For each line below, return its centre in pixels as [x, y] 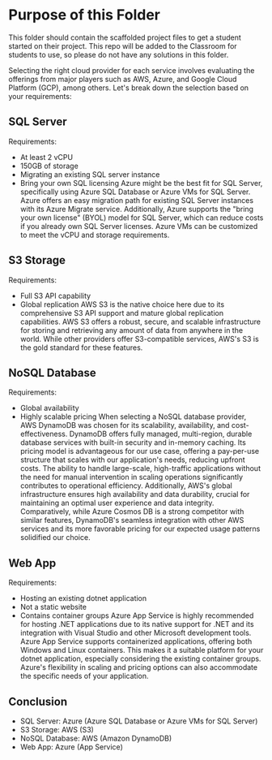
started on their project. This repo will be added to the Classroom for [123, 45]
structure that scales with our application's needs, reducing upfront [132, 460]
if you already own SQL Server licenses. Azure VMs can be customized [139, 226]
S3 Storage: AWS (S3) [57, 730]
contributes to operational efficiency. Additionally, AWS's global [126, 486]
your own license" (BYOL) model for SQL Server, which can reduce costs [142, 218]
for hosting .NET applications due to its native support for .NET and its [137, 624]
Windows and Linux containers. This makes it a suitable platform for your [142, 650]
